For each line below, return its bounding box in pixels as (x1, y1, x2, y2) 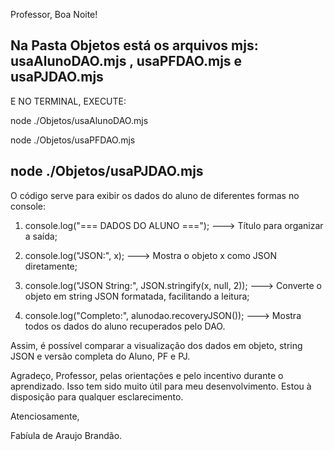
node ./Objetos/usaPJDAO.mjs (10, 163, 204, 180)
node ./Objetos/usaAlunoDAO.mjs (10, 114, 149, 126)
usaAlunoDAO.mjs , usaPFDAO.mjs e (10, 53, 243, 70)
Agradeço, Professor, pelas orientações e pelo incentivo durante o (10, 369, 284, 381)
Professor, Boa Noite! (10, 9, 98, 20)
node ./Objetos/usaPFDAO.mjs (10, 134, 136, 146)
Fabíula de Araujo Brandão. (10, 429, 123, 441)
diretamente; (24, 260, 78, 272)
